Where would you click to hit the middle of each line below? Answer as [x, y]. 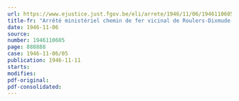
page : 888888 [27, 47]
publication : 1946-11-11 [44, 60]
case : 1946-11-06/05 [38, 54]
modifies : [22, 73]
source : [19, 34]
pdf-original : [28, 80]
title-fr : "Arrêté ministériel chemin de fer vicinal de [94, 21]
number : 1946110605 [36, 41]
